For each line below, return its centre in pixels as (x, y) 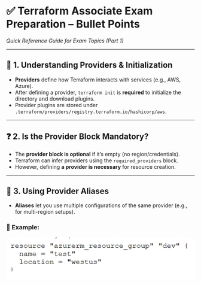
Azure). (24, 86)
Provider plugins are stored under (56, 105)
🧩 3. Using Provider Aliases (58, 191)
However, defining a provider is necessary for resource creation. (95, 166)
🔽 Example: (23, 228)
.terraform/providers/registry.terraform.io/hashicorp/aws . (91, 111)
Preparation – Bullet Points (73, 24)
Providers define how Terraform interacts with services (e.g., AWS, (98, 80)
